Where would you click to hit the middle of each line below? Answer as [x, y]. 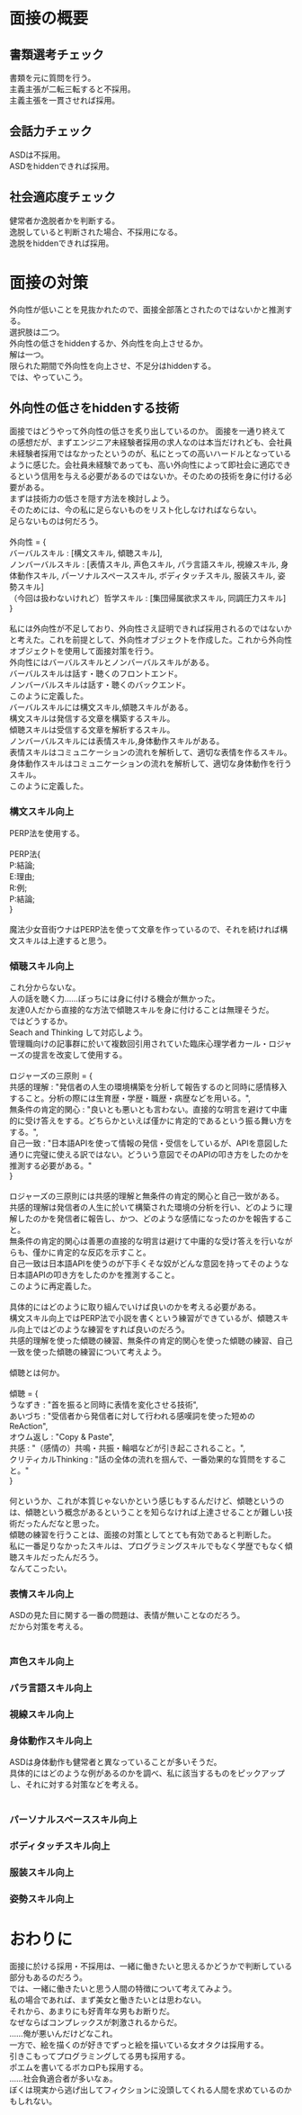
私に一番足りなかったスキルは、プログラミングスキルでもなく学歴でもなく [147, 1545]
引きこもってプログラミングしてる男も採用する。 [100, 2056]
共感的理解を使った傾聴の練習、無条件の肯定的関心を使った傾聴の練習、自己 [151, 1340]
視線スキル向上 [42, 1714]
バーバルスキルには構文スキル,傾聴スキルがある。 [101, 707]
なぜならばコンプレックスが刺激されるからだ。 [96, 2022]
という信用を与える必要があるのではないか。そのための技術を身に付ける [151, 476]
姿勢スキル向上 [42, 1899]
